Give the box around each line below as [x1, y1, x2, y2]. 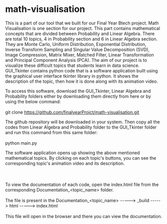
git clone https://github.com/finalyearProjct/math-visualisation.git [5, 109, 140, 115]
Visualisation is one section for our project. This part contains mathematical [5, 25, 161, 31]
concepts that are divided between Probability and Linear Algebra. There [5, 30, 155, 36]
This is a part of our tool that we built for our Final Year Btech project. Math [5, 20, 159, 26]
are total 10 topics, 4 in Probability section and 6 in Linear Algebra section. [5, 36, 158, 42]
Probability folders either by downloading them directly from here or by [5, 93, 151, 99]
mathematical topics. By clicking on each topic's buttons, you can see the [5, 155, 157, 161]
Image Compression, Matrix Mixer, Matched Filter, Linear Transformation [5, 51, 154, 58]
